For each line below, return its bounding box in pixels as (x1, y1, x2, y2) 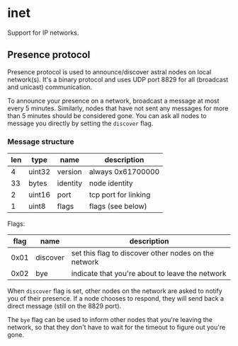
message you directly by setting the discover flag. (7, 119, 154, 127)
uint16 (28, 190, 51, 200)
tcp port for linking (89, 190, 151, 200)
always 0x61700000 (89, 167, 160, 177)
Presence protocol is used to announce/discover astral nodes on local (7, 67, 212, 76)
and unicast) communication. (7, 83, 93, 91)
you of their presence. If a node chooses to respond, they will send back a (7, 294, 225, 303)
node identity (89, 178, 133, 188)
